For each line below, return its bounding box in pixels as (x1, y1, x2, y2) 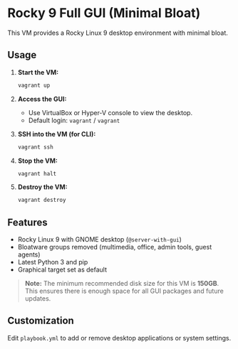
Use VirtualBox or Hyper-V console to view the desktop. (28, 108, 193, 117)
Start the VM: (17, 68, 59, 76)
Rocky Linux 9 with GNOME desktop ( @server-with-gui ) (17, 235, 182, 244)
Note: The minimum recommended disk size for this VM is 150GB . (24, 279, 219, 288)
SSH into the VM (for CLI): (17, 129, 96, 138)
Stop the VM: (17, 156, 58, 165)
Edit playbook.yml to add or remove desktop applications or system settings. (7, 333, 232, 342)
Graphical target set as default (17, 265, 108, 274)
